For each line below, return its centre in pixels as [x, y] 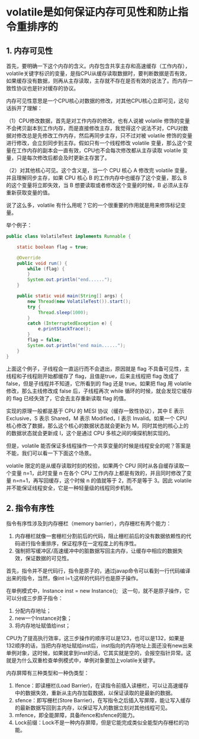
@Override [29, 258]
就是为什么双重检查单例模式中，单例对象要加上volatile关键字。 [82, 660]
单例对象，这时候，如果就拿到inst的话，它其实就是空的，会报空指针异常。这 [99, 653]
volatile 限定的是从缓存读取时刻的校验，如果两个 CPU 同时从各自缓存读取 [95, 465]
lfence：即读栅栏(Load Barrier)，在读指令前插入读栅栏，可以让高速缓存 [102, 686]
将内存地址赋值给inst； [43, 626]
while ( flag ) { [46, 269]
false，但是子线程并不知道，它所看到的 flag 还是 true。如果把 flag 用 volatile [99, 383]
